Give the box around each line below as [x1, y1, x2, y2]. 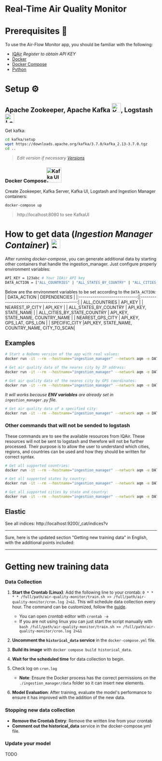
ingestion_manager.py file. [5, 397, 57, 403]
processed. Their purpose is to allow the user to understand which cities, [5, 443, 150, 449]
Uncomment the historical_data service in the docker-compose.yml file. [12, 637, 156, 643]
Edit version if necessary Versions [16, 155, 85, 161]
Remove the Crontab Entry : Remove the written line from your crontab [12, 718, 153, 724]
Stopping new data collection [5, 707, 75, 713]
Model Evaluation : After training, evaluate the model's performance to [12, 690, 152, 696]
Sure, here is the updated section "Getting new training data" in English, [5, 534, 148, 540]
